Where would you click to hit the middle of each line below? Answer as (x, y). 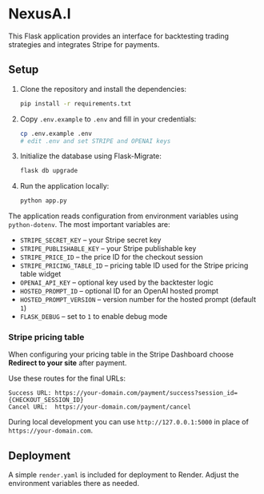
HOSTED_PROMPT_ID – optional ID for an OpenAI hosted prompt (119, 291)
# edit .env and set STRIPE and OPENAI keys (95, 141)
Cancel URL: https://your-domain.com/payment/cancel (100, 407)
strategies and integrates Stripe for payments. (84, 44)
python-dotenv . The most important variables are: (89, 225)
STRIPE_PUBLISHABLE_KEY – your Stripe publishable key (108, 249)
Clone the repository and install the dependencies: (103, 89)
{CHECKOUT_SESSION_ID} (46, 400)
